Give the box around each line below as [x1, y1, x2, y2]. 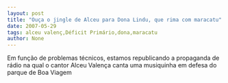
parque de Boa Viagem [7, 69, 72, 77]
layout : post [7, 10, 45, 17]
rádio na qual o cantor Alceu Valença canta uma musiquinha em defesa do [7, 61, 217, 69]
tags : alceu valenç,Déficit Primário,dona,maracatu [7, 29, 157, 36]
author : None [7, 35, 45, 42]
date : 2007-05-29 [7, 22, 57, 29]
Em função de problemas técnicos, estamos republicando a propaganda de [7, 54, 220, 62]
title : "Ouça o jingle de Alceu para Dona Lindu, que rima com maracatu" [7, 16, 223, 23]
